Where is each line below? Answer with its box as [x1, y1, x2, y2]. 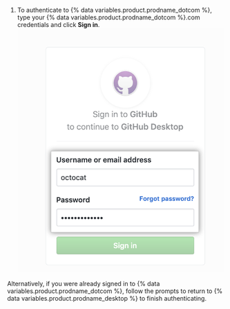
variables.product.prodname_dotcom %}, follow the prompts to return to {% [7, 287, 223, 295]
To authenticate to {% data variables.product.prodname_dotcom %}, [17, 6, 212, 14]
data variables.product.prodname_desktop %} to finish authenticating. [7, 294, 207, 303]
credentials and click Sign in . [17, 21, 100, 28]
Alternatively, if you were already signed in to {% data [7, 280, 160, 288]
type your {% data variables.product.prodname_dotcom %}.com [17, 13, 200, 21]
